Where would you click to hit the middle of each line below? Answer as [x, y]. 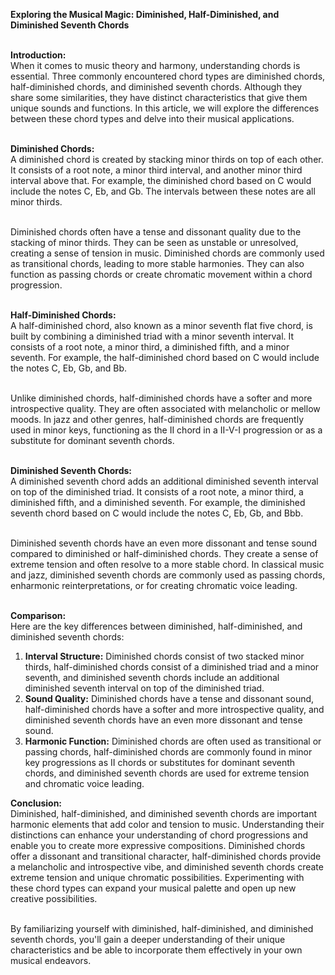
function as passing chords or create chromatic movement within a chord [161, 274]
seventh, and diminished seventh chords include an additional [152, 677]
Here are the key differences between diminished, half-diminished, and [156, 626]
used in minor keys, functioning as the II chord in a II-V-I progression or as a [166, 430]
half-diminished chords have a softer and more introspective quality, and [174, 709]
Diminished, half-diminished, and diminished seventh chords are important [164, 813]
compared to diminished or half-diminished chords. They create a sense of [164, 553]
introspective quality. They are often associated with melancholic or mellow [165, 408]
